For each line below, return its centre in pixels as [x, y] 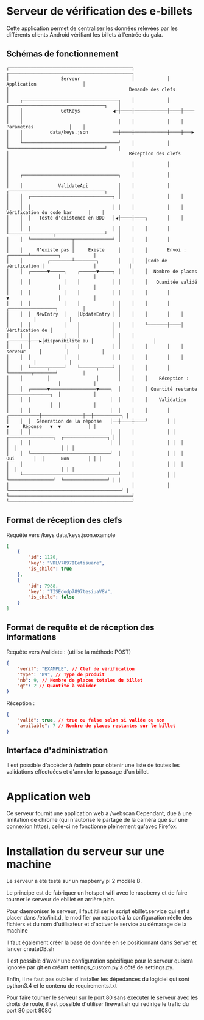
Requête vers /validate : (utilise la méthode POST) [69, 652]
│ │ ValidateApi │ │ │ [88, 186]
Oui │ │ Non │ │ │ [54, 459]
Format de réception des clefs [64, 520]
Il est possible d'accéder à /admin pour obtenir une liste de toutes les [93, 765]
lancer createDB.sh [30, 949]
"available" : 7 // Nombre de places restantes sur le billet [97, 726]
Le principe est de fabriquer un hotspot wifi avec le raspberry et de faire [97, 893]
